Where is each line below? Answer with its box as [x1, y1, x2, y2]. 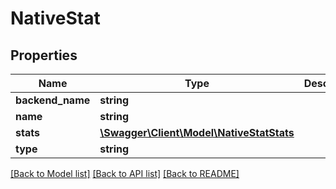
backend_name [15, 93, 91, 107]
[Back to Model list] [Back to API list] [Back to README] [10, 168, 240, 179]
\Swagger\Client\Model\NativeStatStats [99, 126, 295, 139]
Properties [10, 47, 78, 64]
